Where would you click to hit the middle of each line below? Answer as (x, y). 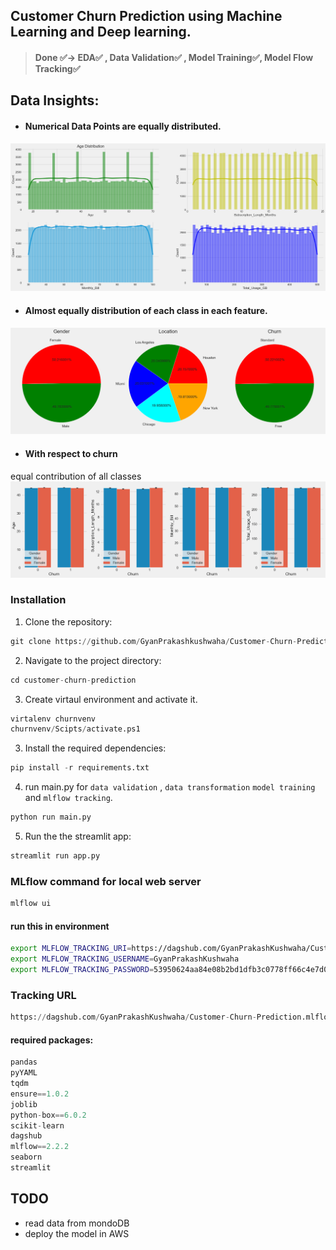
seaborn (26, 1157)
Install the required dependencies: (95, 748)
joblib (24, 1104)
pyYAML (24, 1073)
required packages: (52, 1040)
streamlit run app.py (55, 856)
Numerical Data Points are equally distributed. (123, 126)
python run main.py (51, 817)
